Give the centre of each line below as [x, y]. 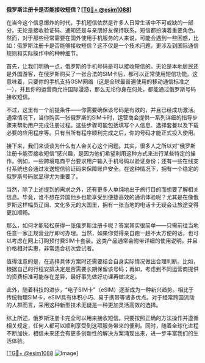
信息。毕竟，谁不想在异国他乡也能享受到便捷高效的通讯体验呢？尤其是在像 [100, 197]
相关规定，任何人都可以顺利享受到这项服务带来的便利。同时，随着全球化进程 [103, 326]
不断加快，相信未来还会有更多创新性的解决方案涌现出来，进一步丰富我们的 [100, 333]
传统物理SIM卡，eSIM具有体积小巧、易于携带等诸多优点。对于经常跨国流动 [100, 297]
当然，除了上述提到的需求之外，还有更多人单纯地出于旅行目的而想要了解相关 [103, 189]
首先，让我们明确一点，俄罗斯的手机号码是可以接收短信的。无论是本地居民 [100, 66]
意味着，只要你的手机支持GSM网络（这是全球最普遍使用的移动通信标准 [95, 81]
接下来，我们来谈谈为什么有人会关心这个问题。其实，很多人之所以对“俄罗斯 [101, 146]
